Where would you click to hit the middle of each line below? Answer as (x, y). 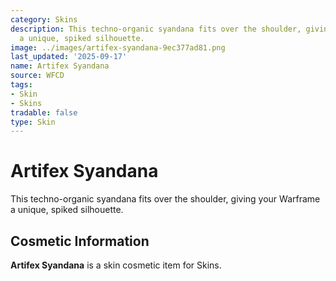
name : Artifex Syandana (60, 66)
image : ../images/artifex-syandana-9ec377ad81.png (118, 47)
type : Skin (33, 122)
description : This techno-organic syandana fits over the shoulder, (156, 29)
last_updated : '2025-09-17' (69, 57)
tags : (21, 85)
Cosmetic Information (80, 241)
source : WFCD (37, 76)
